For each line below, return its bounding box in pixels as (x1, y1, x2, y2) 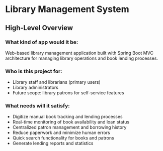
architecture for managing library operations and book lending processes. (5, 55, 158, 61)
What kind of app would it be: (5, 39, 78, 46)
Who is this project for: (5, 68, 62, 75)
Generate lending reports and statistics (12, 140, 94, 146)
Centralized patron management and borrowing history (12, 124, 127, 130)
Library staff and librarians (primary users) (12, 79, 101, 85)
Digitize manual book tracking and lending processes (12, 114, 123, 120)
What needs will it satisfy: (5, 102, 70, 109)
